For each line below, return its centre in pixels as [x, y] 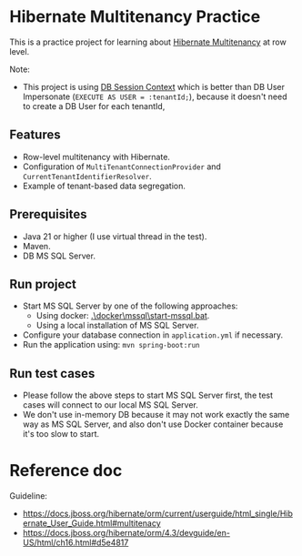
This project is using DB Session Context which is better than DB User [153, 86]
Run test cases [52, 374]
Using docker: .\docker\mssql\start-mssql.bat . [123, 316]
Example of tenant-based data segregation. [104, 186]
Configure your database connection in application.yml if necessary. [153, 335]
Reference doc [66, 471]
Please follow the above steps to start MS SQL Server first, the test [148, 395]
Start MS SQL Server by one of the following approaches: [130, 306]
